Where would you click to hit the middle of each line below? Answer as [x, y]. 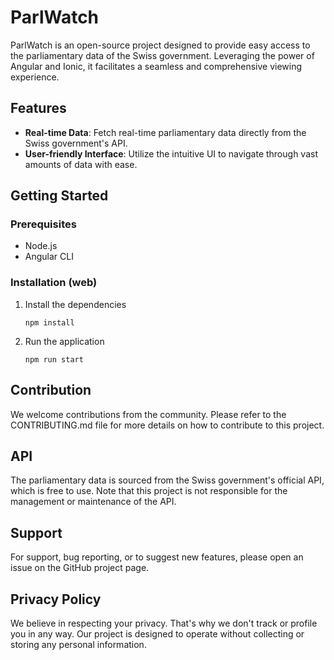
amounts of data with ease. [81, 164]
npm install [49, 322]
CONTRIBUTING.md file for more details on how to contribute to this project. [167, 425]
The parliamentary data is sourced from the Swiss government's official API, [167, 480]
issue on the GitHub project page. [80, 568]
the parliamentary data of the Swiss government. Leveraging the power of [162, 55]
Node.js [41, 246]
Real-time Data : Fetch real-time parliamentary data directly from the [165, 132]
